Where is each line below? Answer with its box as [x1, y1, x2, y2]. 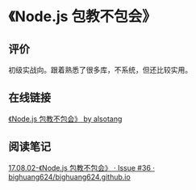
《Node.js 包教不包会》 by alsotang [8, 114, 123, 124]
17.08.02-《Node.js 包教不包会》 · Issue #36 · [8, 163, 156, 172]
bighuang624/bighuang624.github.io [8, 171, 131, 182]
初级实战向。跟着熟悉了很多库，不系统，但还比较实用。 [8, 65, 192, 74]
